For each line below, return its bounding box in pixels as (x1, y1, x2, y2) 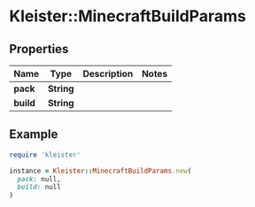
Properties (9, 42, 69, 57)
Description (82, 68, 134, 80)
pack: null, (17, 174, 62, 183)
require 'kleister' (9, 150, 81, 159)
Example (9, 126, 58, 142)
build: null (17, 183, 62, 192)
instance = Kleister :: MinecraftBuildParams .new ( (9, 166, 192, 175)
